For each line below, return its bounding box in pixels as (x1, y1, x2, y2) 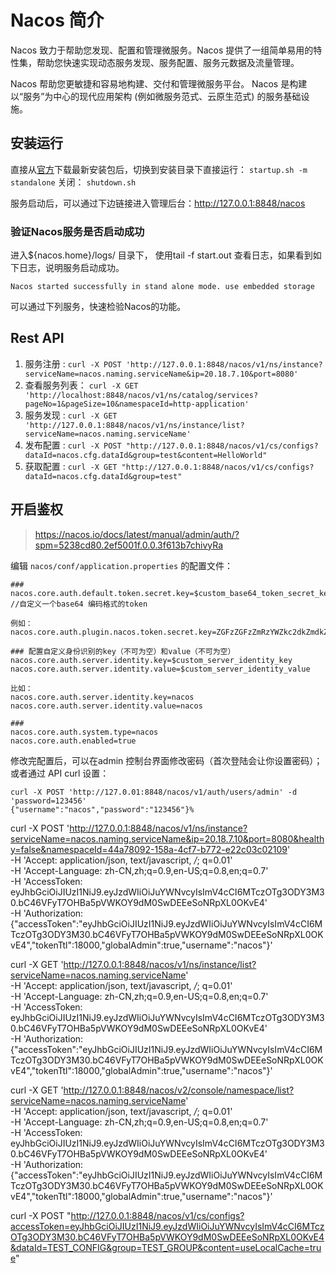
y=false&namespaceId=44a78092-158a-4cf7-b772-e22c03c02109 (10, 843, 288, 855)
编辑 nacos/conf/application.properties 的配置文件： (10, 559, 234, 571)
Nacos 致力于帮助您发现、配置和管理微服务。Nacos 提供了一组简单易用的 (10, 44, 314, 56)
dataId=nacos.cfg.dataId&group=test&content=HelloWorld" (24, 450, 268, 460)
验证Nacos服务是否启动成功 (10, 224, 145, 238)
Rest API (10, 330, 65, 347)
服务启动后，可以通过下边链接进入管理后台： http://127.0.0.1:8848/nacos (10, 197, 306, 209)
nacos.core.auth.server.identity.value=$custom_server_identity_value (10, 664, 311, 674)
